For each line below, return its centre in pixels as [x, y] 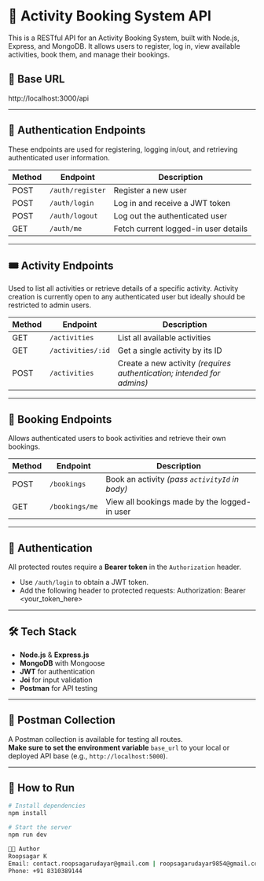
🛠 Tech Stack [42, 632]
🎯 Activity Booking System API [110, 16]
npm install [27, 813]
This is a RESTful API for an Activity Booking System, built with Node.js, [124, 38]
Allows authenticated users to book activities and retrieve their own [117, 439]
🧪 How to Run [42, 788]
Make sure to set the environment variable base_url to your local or [119, 747]
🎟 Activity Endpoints [61, 265]
